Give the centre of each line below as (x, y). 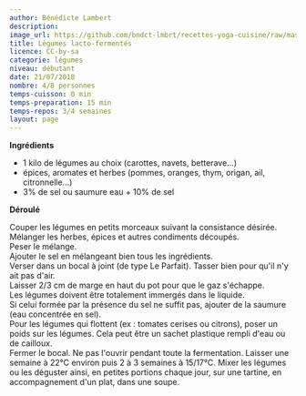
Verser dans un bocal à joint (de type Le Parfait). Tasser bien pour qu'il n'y (149, 266)
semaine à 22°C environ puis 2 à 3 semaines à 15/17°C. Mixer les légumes (148, 363)
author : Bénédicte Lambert (61, 18)
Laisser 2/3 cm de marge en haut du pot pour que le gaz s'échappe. (137, 285)
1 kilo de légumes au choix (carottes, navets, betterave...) (130, 163)
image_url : (30, 35)
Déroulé (25, 209)
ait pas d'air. (33, 276)
